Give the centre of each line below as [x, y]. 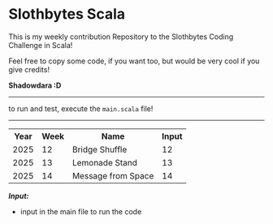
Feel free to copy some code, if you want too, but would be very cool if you [134, 61]
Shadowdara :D [35, 85]
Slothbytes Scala [67, 14]
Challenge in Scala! [41, 45]
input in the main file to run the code [81, 211]
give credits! [29, 69]
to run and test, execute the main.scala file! [81, 108]
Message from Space [113, 175]
